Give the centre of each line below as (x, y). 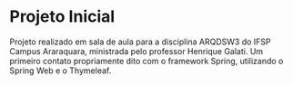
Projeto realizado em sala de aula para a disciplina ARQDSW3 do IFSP (140, 42)
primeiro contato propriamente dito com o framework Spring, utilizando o (146, 61)
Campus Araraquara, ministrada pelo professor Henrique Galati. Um (136, 51)
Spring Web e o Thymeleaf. (61, 71)
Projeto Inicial (62, 17)
